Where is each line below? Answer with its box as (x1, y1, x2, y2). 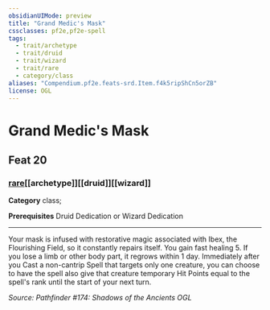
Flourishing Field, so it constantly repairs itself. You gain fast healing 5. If (8, 243, 248, 253)
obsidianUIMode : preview (8, 11, 92, 20)
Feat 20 (8, 153, 47, 167)
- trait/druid (15, 49, 63, 57)
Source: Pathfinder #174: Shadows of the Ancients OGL (8, 293, 192, 303)
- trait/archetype (15, 42, 78, 50)
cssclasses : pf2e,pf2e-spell (8, 27, 106, 35)
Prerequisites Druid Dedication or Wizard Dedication (8, 211, 183, 221)
